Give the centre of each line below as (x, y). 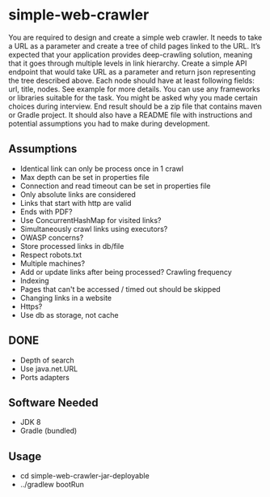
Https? (31, 306)
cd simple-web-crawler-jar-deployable (84, 476)
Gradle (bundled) (49, 431)
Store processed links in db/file (72, 246)
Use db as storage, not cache (69, 315)
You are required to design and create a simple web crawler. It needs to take (135, 37)
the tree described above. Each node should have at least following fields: (131, 80)
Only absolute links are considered (78, 194)
